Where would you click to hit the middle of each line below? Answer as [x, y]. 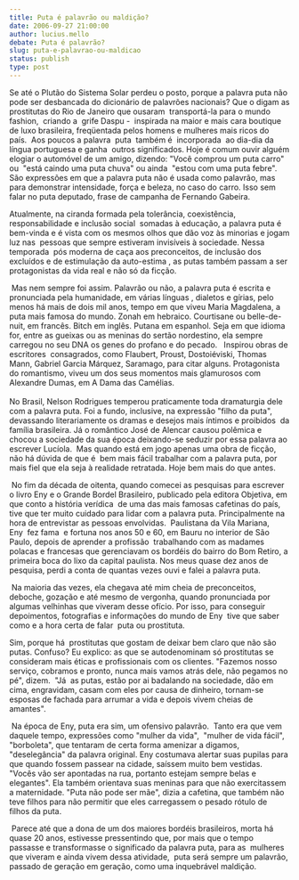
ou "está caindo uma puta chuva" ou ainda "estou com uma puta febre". [143, 168]
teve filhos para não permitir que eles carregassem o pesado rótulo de [138, 802]
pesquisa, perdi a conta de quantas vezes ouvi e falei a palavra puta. [135, 570]
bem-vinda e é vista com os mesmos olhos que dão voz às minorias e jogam [149, 232]
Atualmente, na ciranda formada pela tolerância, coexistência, [122, 214]
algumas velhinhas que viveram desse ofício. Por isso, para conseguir [137, 606]
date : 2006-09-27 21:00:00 [59, 26]
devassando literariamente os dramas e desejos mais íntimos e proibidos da [149, 420]
